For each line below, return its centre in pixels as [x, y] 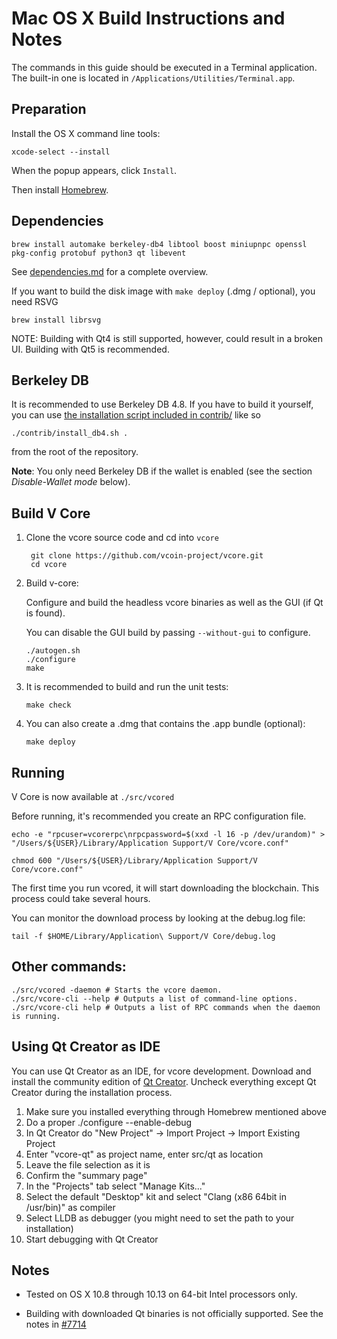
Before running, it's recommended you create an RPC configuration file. [159, 816]
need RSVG [35, 301]
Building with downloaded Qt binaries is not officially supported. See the [174, 1314]
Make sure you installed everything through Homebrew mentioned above [176, 1111]
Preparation [49, 109]
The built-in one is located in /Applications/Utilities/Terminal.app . [153, 78]
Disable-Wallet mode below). [71, 482]
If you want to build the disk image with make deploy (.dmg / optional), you [163, 291]
